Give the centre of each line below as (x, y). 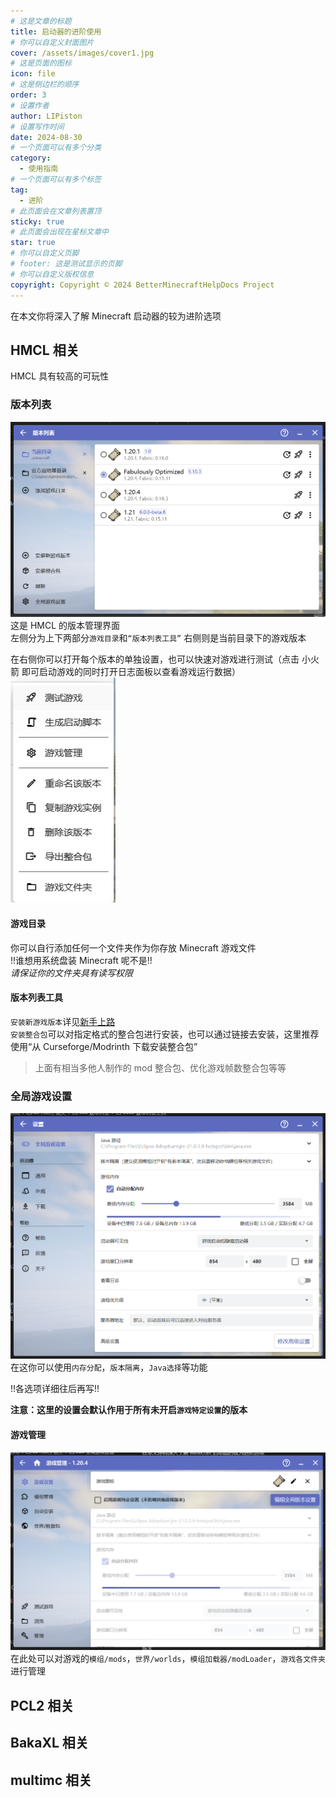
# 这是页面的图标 (41, 63)
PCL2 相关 (42, 1705)
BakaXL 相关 (49, 1743)
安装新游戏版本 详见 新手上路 (63, 1021)
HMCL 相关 (45, 350)
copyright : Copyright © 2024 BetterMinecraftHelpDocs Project (142, 285)
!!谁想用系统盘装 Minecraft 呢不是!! (81, 960)
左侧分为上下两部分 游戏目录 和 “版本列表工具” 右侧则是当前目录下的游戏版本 (158, 638)
